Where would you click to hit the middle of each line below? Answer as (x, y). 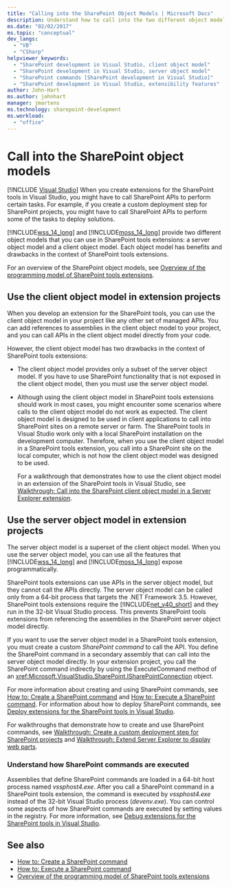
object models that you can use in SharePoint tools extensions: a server (109, 240)
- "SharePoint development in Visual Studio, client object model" (112, 65)
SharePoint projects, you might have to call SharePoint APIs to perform (107, 212)
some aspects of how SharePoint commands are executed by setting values (114, 809)
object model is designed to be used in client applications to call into (114, 419)
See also (26, 845)
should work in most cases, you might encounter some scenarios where (119, 405)
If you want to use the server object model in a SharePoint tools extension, (112, 640)
